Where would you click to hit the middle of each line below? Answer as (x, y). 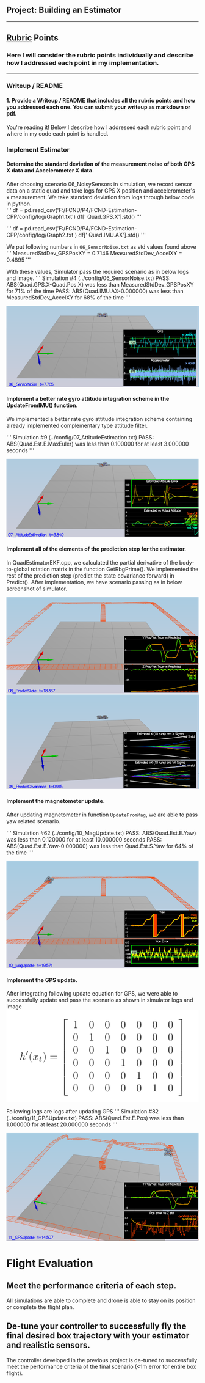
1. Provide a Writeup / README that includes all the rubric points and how (101, 101)
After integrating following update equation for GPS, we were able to (92, 994)
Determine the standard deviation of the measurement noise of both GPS (101, 164)
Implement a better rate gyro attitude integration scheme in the (88, 399)
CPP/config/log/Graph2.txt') (42, 235)
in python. (19, 204)
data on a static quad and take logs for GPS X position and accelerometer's (101, 190)
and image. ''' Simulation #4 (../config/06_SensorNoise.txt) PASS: (88, 278)
